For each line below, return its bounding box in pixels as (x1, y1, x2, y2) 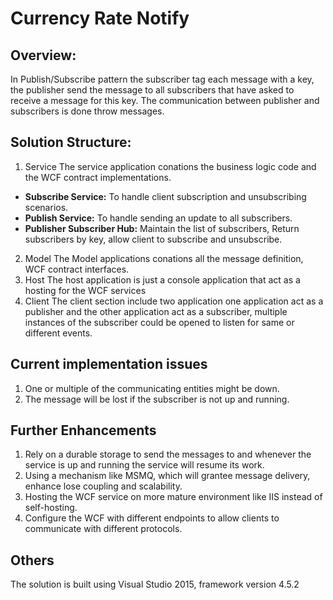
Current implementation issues (10, 356, 208, 373)
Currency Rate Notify (10, 7, 190, 30)
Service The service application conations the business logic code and (24, 160, 317, 172)
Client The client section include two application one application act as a (24, 295, 324, 307)
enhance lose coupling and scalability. (24, 480, 183, 492)
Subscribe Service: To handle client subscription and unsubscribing (24, 190, 307, 202)
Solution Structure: (10, 134, 132, 151)
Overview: (10, 47, 77, 64)
